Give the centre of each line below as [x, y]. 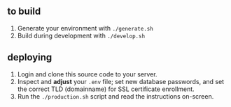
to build [24, 11]
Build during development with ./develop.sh [81, 35]
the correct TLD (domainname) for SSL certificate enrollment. [106, 89]
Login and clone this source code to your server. [87, 74]
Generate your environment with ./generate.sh [85, 28]
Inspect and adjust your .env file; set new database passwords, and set [121, 81]
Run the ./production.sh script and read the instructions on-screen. [115, 96]
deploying [30, 57]
